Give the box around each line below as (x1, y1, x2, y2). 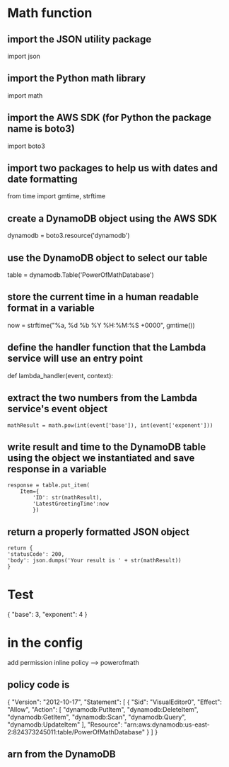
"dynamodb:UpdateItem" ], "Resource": (7, 720, 123, 729)
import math (7, 91, 43, 100)
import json (7, 52, 41, 60)
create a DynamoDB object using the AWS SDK (7, 212, 218, 225)
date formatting (7, 174, 78, 186)
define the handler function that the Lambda (7, 341, 206, 353)
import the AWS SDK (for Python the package (7, 112, 212, 124)
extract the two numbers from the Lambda (7, 392, 198, 404)
